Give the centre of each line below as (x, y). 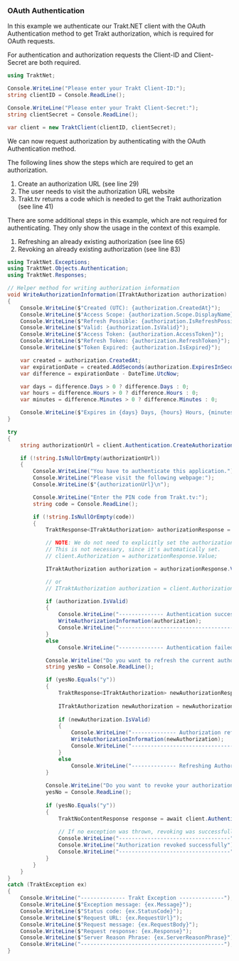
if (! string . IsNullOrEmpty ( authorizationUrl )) (90, 458)
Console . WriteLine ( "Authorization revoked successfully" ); (147, 845)
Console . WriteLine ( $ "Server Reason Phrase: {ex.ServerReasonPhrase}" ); (128, 938)
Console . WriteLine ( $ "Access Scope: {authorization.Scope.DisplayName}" (128, 314)
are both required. (54, 63)
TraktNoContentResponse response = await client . (133, 819)
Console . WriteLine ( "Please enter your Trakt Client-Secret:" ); (103, 108)
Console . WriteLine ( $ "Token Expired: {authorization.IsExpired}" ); (121, 348)
